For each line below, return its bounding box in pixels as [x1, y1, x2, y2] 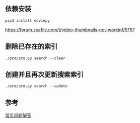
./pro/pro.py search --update [5, 83, 68, 89]
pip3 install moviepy [5, 18, 50, 23]
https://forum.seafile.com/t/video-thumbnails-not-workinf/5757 [5, 27, 135, 33]
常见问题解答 [5, 113, 31, 119]
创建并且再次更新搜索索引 [5, 71, 83, 79]
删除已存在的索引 [5, 42, 58, 51]
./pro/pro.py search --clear [5, 56, 66, 61]
